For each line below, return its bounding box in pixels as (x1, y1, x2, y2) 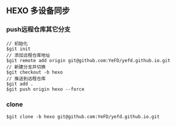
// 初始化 (6, 40, 28, 46)
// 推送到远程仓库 (6, 75, 46, 81)
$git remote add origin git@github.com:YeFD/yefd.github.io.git (6, 57, 171, 63)
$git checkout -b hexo (6, 69, 63, 75)
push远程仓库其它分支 (6, 25, 71, 34)
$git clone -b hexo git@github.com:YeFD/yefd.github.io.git (6, 113, 160, 119)
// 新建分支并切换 (6, 64, 46, 70)
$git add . (6, 81, 34, 87)
